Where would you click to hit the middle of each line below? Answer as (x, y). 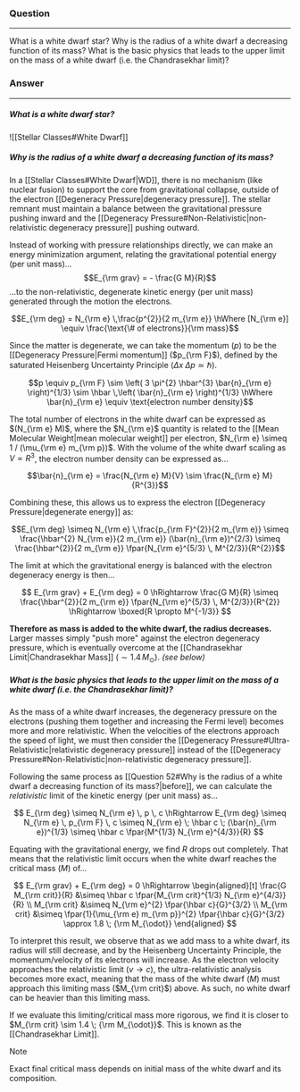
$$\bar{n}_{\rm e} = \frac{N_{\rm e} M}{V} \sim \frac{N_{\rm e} (144, 475)
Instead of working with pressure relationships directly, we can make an (142, 245)
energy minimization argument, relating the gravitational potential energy (143, 254)
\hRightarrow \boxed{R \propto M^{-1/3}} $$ (150, 611)
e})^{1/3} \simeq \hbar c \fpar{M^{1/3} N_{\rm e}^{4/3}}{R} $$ (150, 832)
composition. (33, 1078)
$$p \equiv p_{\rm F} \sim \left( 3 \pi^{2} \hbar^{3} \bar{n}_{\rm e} (150, 382)
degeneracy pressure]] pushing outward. (124, 227)
